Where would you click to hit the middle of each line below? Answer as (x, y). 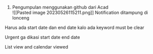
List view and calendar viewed (36, 47)
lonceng (21, 18)
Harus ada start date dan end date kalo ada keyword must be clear (74, 27)
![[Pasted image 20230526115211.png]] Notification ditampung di (80, 12)
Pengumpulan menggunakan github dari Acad (60, 7)
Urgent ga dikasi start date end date (42, 37)
